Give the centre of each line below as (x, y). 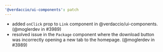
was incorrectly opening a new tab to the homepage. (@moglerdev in (83, 40)
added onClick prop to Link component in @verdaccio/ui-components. (85, 24)
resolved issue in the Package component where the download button (83, 34)
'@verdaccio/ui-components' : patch (42, 10)
